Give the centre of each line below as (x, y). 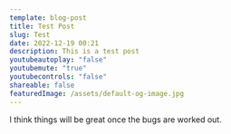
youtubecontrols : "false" (58, 77)
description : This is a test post (75, 52)
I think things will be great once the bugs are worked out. (115, 120)
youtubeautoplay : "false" (58, 60)
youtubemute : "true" (48, 69)
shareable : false (42, 85)
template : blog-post (48, 18)
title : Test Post (42, 26)
